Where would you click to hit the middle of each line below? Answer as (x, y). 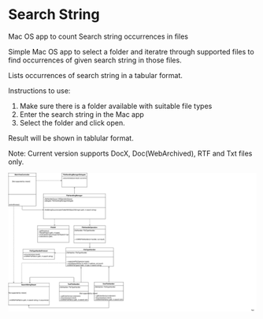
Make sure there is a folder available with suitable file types (116, 106)
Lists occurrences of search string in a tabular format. (96, 75)
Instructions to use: (39, 90)
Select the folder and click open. (72, 122)
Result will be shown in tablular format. (71, 138)
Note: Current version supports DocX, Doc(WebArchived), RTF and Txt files (130, 153)
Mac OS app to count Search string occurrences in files (98, 36)
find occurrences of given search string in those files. (95, 60)
